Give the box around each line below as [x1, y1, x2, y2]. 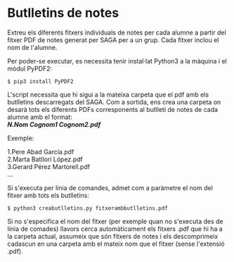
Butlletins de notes [7, 5, 119, 21]
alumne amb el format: [7, 113, 72, 121]
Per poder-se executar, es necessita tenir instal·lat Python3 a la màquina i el [7, 56, 227, 65]
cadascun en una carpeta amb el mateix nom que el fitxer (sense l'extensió [7, 239, 225, 248]
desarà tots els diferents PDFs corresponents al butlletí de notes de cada [7, 105, 219, 113]
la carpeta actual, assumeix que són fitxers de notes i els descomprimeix [7, 232, 219, 240]
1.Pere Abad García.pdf [7, 147, 74, 156]
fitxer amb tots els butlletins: [7, 191, 90, 199]
